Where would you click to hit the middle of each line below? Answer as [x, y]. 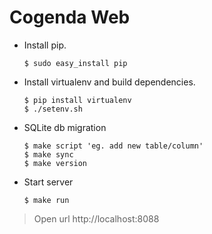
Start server [48, 182]
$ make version [55, 163]
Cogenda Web [70, 17]
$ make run [46, 200]
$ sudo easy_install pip [75, 63]
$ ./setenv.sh [53, 109]
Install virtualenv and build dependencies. [109, 82]
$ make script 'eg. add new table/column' [113, 146]
